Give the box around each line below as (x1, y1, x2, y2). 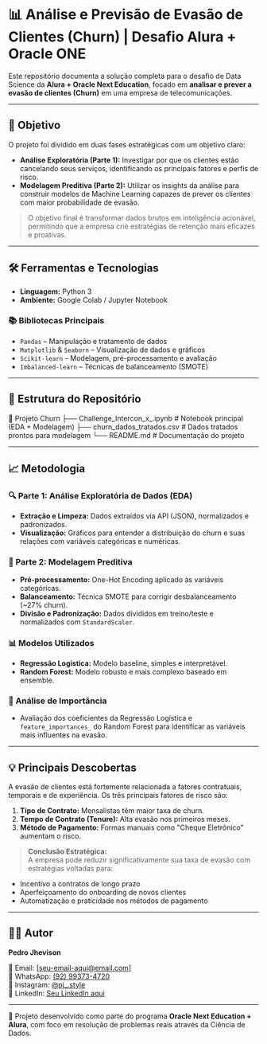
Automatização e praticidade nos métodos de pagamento (19, 896, 208, 905)
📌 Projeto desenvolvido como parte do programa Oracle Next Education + (8, 1011, 252, 1021)
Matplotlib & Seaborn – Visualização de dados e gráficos (19, 345, 206, 354)
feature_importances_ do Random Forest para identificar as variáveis (19, 721, 246, 732)
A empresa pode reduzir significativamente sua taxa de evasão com (27, 855, 251, 865)
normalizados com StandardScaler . (19, 617, 135, 627)
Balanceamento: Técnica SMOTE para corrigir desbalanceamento (19, 592, 237, 601)
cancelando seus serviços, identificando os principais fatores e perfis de (19, 163, 259, 173)
